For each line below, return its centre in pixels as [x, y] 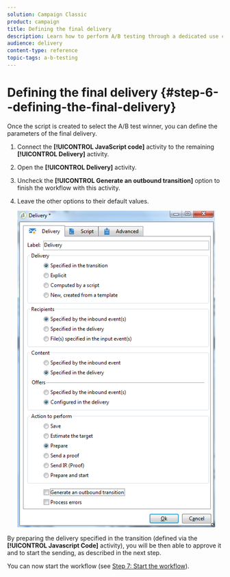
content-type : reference [42, 51]
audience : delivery [35, 44]
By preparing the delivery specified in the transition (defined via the [102, 538]
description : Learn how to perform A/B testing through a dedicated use [113, 36]
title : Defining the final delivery [59, 29]
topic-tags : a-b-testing [42, 58]
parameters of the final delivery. [52, 133]
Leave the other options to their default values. [83, 201]
